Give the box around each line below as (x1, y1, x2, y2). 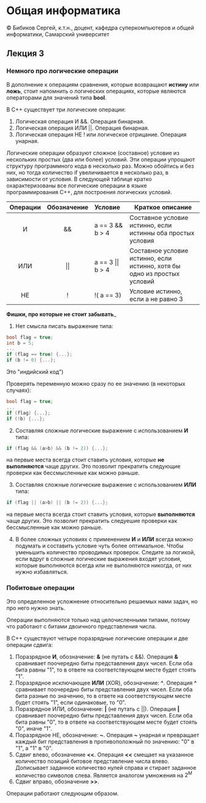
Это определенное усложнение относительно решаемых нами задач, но (6, 597, 198, 605)
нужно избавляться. (15, 568, 69, 576)
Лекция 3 (6, 49, 44, 59)
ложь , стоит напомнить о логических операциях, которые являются (6, 87, 186, 95)
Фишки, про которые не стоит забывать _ (6, 310, 116, 318)
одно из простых (129, 269, 180, 278)
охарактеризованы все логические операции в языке (6, 182, 147, 189)
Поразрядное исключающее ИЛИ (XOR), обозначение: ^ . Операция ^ (15, 679, 197, 686)
